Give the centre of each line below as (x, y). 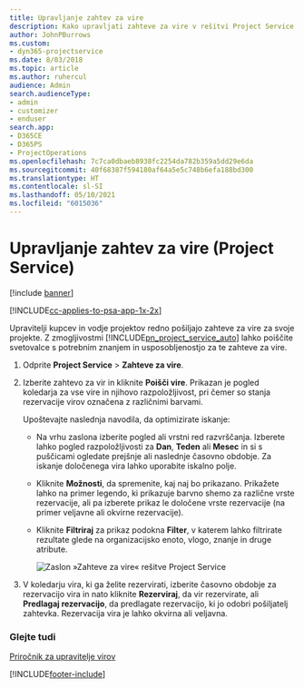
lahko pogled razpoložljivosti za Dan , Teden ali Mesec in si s (149, 447)
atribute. (52, 549)
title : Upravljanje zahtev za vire (77, 18)
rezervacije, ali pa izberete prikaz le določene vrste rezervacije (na (161, 502)
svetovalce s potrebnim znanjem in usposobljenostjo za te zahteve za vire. (148, 347)
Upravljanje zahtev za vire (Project (142, 248)
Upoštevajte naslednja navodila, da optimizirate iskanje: (126, 419)
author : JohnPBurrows (50, 34)
